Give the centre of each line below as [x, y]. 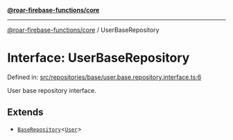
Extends [25, 113]
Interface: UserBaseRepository [98, 58]
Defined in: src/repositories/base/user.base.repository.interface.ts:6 [104, 77]
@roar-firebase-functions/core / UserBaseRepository [83, 30]
